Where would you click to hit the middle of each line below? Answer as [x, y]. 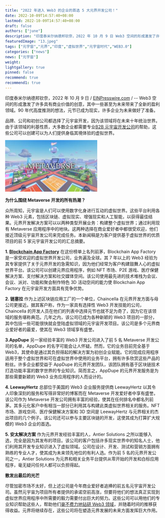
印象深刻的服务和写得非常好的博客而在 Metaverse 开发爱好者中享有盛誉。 [83, 393]
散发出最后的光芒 [22, 475]
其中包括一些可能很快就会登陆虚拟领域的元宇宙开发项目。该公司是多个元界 [80, 323]
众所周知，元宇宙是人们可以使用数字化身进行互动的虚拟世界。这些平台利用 [80, 210]
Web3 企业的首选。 [34, 424]
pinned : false [20, 73]
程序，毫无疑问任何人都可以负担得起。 [44, 465]
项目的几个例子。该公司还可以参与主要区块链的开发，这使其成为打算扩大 [82, 417]
